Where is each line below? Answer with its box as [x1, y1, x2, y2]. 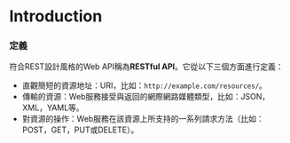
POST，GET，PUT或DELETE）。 [21, 124, 139, 135]
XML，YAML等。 [21, 102, 84, 113]
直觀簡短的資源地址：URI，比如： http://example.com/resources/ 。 [21, 80, 268, 91]
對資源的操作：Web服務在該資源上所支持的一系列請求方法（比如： [21, 114, 264, 124]
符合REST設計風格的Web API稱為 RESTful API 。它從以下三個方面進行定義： [9, 61, 284, 72]
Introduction [9, 6, 103, 27]
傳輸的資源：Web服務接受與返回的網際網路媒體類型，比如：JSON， [21, 91, 270, 102]
